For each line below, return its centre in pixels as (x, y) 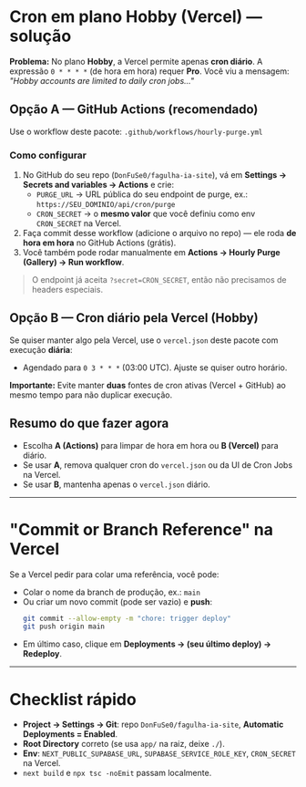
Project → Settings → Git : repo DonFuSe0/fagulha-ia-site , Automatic (153, 725)
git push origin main (63, 626)
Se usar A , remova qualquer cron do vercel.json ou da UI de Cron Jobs (158, 465)
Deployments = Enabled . (70, 734)
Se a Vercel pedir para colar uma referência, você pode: (114, 574)
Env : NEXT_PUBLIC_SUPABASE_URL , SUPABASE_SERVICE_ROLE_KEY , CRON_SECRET (159, 753)
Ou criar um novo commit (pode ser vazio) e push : (117, 601)
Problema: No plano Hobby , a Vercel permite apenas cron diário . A (136, 61)
